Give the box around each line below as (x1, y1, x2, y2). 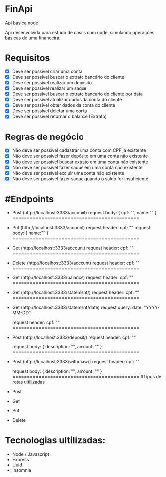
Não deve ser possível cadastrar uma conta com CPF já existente (12, 147, 146, 153)
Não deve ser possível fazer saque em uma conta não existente (12, 164, 143, 170)
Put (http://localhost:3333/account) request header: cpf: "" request (12, 224, 151, 230)
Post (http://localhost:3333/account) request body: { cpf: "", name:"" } (12, 209, 157, 215)
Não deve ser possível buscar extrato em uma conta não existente (12, 159, 148, 165)
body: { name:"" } (12, 230, 49, 236)
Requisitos (5, 52, 50, 64)
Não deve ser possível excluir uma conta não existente (12, 170, 124, 176)
